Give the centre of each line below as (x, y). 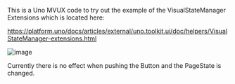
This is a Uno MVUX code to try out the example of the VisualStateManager (117, 10)
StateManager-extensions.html (52, 38)
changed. (21, 73)
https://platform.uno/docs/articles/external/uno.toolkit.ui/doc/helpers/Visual (117, 31)
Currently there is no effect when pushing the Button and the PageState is (114, 65)
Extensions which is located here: (56, 17)
